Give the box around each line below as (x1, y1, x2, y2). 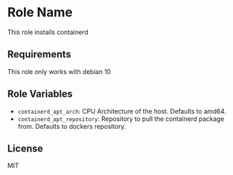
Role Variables (7, 88, 73, 100)
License (7, 142, 43, 154)
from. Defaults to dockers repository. (17, 122, 126, 130)
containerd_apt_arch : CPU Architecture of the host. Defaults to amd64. (17, 107, 227, 115)
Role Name (7, 4, 73, 21)
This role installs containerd (7, 28, 89, 36)
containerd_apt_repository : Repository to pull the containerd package (17, 115, 224, 123)
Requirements (7, 48, 71, 60)
